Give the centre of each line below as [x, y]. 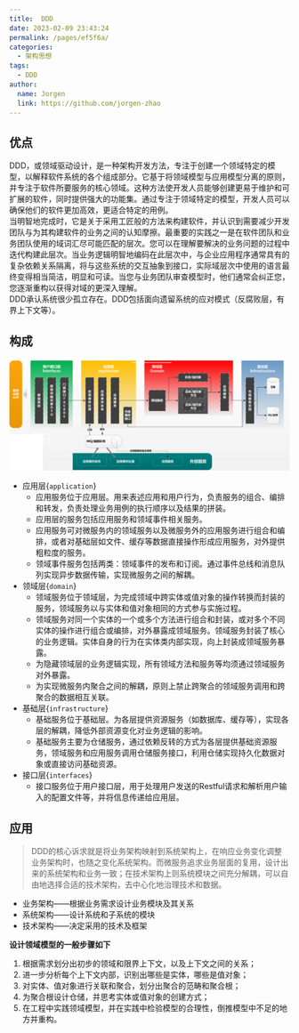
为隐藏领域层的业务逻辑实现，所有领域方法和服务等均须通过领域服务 [160, 664]
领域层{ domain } [49, 586]
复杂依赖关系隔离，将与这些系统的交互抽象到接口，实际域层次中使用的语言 [145, 266]
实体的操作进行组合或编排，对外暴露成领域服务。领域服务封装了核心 [160, 631]
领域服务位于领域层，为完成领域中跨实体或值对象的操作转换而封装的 [160, 597]
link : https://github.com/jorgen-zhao [89, 103]
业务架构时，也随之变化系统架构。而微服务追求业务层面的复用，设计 [156, 862]
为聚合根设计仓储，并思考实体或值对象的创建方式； [116, 997]
